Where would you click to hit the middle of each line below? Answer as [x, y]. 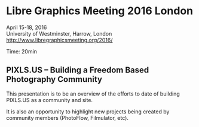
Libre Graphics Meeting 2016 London [99, 11]
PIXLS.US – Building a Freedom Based [78, 70]
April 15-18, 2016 [27, 27]
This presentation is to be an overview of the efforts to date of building [93, 94]
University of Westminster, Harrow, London [59, 33]
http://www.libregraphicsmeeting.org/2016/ [59, 40]
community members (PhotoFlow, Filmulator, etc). [67, 118]
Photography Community [54, 79]
